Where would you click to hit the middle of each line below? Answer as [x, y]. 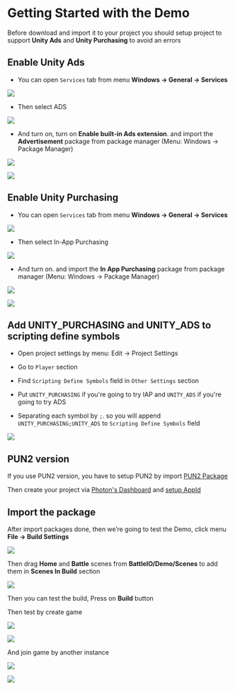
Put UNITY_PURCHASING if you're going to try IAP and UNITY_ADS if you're [119, 394]
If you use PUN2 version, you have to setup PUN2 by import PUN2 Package [117, 476]
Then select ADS [42, 106]
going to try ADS [42, 402]
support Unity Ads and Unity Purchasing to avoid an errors [94, 40]
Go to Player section [47, 367]
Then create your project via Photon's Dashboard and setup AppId [104, 490]
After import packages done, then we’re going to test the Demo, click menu [117, 529]
